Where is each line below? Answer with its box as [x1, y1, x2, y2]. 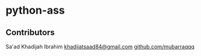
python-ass [5, 4, 65, 17]
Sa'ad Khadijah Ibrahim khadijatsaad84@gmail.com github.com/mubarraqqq [5, 43, 195, 50]
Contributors [5, 27, 55, 38]
